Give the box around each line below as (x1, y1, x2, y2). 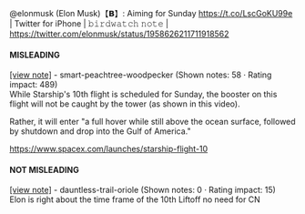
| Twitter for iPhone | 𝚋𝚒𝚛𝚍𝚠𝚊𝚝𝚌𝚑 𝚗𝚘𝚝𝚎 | (9, 18, 169, 29)
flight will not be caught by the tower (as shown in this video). (9, 98, 240, 109)
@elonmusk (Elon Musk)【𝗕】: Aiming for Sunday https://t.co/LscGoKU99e (9, 8, 293, 18)
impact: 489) (9, 79, 58, 90)
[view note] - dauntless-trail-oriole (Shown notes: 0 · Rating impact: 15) (9, 185, 276, 196)
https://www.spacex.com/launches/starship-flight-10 (9, 144, 208, 155)
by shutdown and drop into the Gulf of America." (9, 126, 191, 137)
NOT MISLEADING (9, 164, 79, 175)
